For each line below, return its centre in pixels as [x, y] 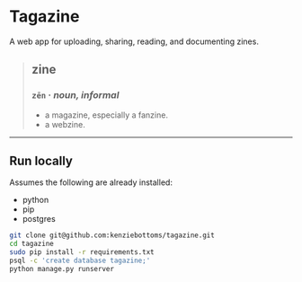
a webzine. [65, 124]
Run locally [41, 161]
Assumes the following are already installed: [91, 182]
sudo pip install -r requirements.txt [82, 252]
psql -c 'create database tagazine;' [80, 261]
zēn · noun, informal [75, 95]
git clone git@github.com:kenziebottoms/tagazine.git [112, 235]
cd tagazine [31, 244]
